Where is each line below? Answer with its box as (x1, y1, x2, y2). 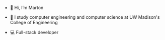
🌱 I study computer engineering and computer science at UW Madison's (10, 14, 160, 20)
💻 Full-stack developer (10, 30, 59, 35)
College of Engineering (10, 20, 58, 25)
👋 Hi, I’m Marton (10, 5, 44, 10)
